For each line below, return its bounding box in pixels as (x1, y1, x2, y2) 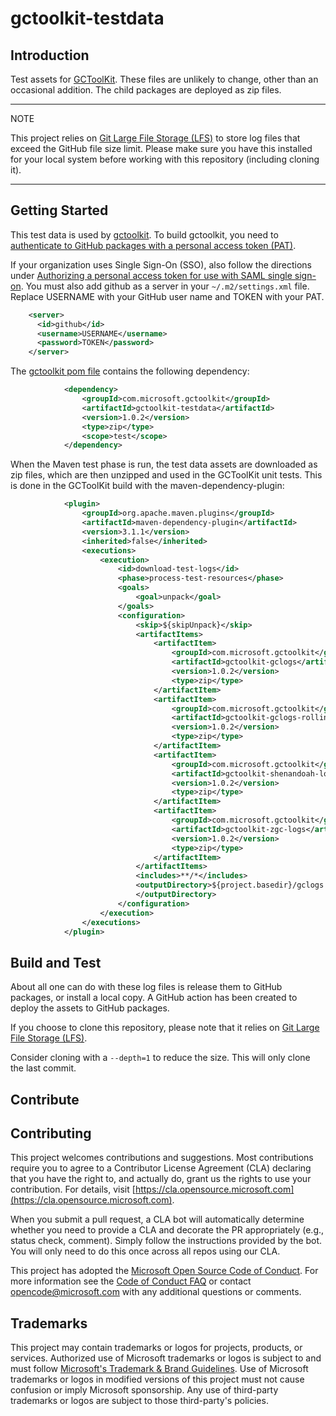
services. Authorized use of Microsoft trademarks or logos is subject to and (10, 1352, 322, 1364)
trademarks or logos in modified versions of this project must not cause (10, 1373, 305, 1386)
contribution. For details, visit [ (10, 1183, 136, 1196)
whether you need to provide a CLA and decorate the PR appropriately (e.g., (10, 1224, 325, 1236)
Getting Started (10, 202, 109, 219)
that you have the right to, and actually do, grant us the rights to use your (10, 1173, 312, 1185)
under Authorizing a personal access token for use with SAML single (10, 269, 293, 281)
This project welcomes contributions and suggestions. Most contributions (10, 1152, 314, 1164)
